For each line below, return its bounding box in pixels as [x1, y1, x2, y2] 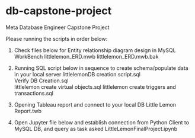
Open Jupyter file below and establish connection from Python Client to [14, 118, 190, 126]
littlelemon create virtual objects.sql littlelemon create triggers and [14, 83, 176, 90]
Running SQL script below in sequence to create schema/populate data [14, 64, 188, 72]
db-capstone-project [5, 4, 112, 18]
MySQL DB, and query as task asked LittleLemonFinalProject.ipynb [14, 125, 178, 132]
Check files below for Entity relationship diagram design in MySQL [14, 46, 176, 54]
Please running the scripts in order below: [5, 35, 108, 42]
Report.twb [14, 107, 42, 114]
